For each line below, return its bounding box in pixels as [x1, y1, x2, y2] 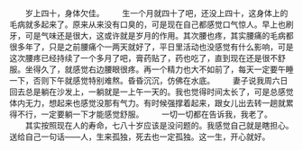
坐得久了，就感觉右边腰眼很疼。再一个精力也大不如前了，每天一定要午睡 [24, 64, 294, 75]
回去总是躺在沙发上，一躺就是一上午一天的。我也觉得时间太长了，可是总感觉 [9, 86, 294, 97]
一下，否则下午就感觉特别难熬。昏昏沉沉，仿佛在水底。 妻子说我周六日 [9, 75, 289, 85]
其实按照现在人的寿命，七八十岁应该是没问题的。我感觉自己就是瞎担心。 [24, 120, 294, 130]
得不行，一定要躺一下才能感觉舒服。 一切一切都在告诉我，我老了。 [9, 109, 272, 119]
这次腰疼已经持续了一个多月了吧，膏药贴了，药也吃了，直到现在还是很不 [9, 53, 278, 63]
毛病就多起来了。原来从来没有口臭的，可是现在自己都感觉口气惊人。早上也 [9, 19, 286, 30]
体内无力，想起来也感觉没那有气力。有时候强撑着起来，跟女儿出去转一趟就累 [9, 98, 294, 108]
